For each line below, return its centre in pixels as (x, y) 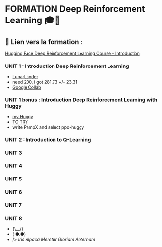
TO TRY (20, 122)
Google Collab (27, 87)
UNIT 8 (13, 219)
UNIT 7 (13, 205)
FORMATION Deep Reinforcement (75, 9)
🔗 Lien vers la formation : (44, 42)
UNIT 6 (13, 192)
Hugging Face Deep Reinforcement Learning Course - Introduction (72, 53)
